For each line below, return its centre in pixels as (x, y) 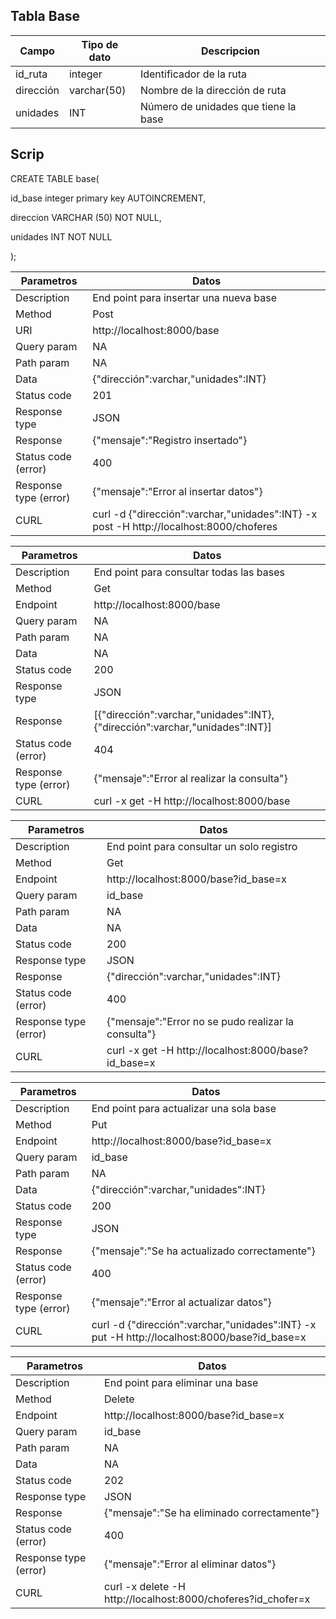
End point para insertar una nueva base (184, 297)
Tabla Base (45, 16)
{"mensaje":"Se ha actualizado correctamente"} (203, 1251)
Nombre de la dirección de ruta (213, 90)
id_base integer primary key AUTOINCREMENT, (108, 198)
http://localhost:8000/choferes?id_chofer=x (207, 1599)
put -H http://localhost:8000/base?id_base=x (199, 1337)
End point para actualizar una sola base (184, 1108)
